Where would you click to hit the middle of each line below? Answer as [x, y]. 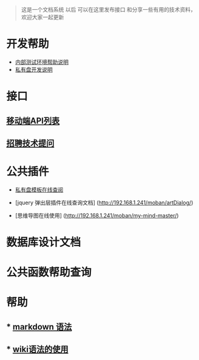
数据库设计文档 [44, 242]
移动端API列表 [33, 121]
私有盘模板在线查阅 [39, 189]
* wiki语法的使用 [37, 349]
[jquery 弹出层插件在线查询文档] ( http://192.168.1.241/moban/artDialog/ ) [104, 202]
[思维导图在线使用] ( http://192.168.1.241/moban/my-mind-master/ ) [97, 215]
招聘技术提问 [30, 143]
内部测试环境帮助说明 [42, 62]
